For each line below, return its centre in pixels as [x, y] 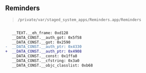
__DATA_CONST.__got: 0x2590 [41, 42]
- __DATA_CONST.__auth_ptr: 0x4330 [43, 47]
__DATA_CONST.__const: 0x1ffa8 [45, 56]
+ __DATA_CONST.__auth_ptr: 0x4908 [43, 51]
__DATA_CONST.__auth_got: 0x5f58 [47, 37]
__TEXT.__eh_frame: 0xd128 [40, 33]
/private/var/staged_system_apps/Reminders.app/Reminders [79, 19]
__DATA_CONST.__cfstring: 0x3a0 [46, 61]
